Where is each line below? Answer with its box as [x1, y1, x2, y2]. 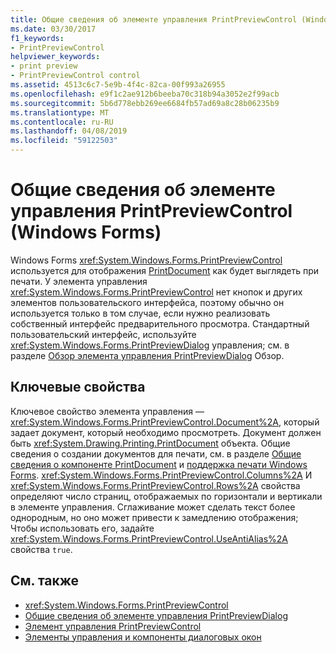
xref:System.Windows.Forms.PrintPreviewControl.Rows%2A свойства [10, 479, 301, 491]
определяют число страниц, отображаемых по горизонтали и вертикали [10, 490, 323, 502]
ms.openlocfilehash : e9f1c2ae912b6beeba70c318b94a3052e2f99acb [10, 89, 280, 99]
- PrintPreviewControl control [10, 71, 141, 81]
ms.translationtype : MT [10, 107, 110, 118]
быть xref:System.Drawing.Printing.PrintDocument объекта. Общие [10, 437, 291, 449]
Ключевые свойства [10, 379, 146, 396]
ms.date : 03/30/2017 [10, 24, 97, 34]
